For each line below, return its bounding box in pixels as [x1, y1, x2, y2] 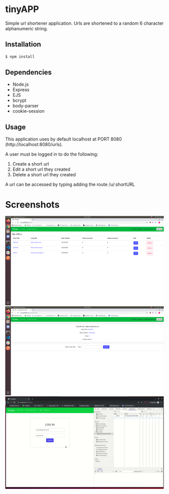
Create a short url [12, 161, 49, 167]
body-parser [12, 103, 39, 109]
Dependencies [5, 68, 52, 77]
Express [12, 87, 30, 93]
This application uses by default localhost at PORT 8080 [5, 136, 122, 142]
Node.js [12, 82, 29, 88]
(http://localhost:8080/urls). [5, 142, 63, 148]
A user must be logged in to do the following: [5, 151, 99, 157]
